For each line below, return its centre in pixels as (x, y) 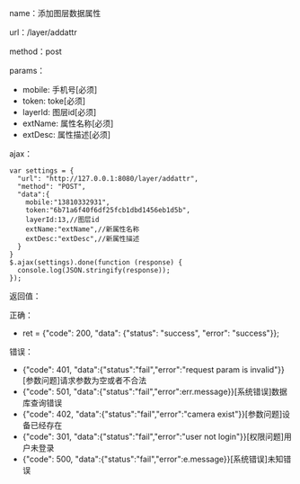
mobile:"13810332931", (68, 202)
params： (27, 71)
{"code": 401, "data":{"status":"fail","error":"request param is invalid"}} (153, 370)
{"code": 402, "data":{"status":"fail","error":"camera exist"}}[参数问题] (152, 414)
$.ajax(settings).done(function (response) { (96, 263)
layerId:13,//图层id (62, 220)
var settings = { (42, 171)
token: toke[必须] (53, 101)
